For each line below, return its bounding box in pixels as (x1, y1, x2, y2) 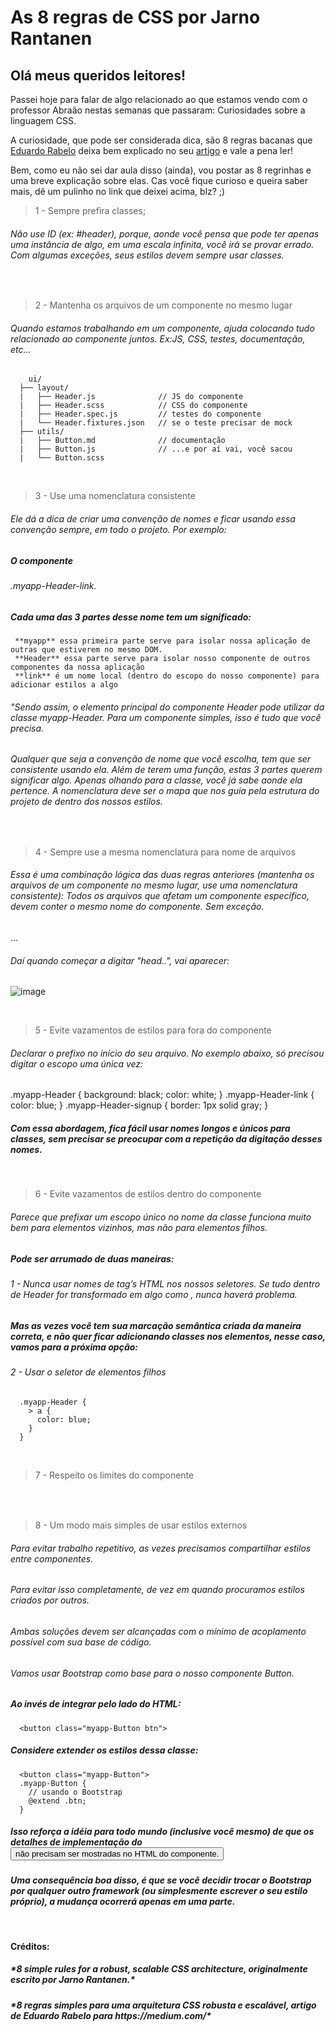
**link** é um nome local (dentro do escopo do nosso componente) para (14, 671, 320, 681)
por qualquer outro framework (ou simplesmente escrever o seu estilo (10, 1885, 308, 1897)
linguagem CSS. (10, 115, 77, 126)
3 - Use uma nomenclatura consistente (34, 490, 196, 502)
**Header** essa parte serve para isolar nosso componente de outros (14, 653, 311, 663)
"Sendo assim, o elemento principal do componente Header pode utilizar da (10, 701, 325, 713)
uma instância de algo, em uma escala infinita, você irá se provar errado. (10, 238, 315, 250)
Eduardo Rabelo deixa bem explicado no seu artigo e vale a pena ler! (10, 145, 293, 156)
